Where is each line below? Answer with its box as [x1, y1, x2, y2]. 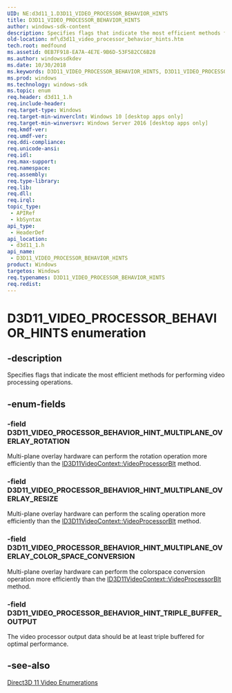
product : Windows [7, 261, 57, 268]
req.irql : [7, 197, 36, 204]
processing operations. [7, 378, 73, 386]
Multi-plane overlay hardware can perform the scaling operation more [7, 510, 206, 518]
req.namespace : [7, 164, 51, 172]
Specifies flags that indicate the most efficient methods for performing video [7, 371, 225, 379]
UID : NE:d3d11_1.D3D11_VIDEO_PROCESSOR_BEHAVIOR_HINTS [7, 10, 168, 17]
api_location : [7, 235, 48, 242]
